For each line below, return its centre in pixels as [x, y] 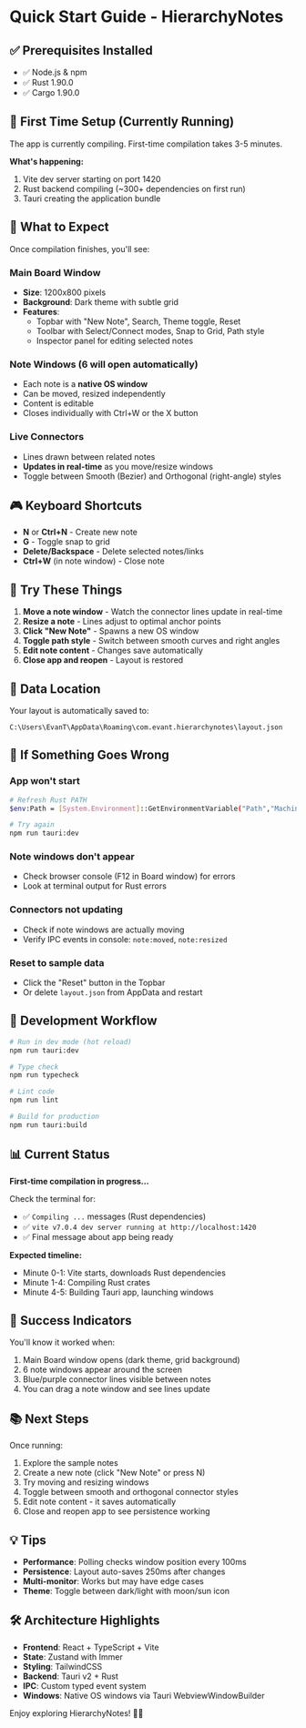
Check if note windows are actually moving [103, 930]
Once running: [36, 1446]
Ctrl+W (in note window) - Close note [94, 561]
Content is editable [58, 403]
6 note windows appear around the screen [102, 1370]
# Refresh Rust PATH [49, 800]
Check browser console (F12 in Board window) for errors [129, 877]
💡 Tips [28, 1540]
